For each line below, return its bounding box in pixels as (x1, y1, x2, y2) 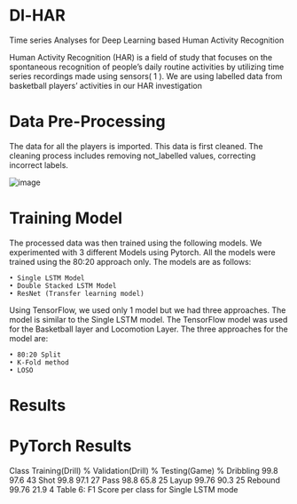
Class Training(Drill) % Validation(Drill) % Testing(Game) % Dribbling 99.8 (9, 465, 278, 476)
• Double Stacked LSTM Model (9, 281, 117, 290)
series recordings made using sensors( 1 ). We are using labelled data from (9, 70, 283, 81)
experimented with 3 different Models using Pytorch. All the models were (9, 246, 277, 258)
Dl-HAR (9, 5, 66, 26)
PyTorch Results (9, 436, 132, 456)
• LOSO (9, 365, 34, 374)
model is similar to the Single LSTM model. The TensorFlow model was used (9, 314, 288, 324)
